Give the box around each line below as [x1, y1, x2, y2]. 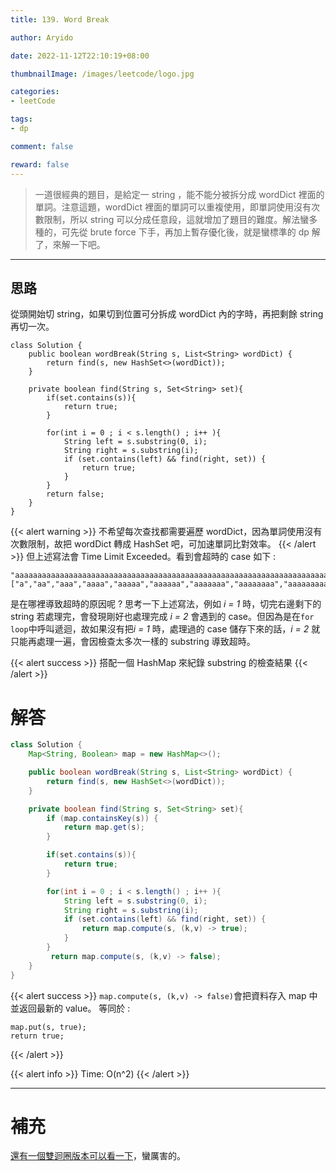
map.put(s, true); [10, 1022, 87, 1032]
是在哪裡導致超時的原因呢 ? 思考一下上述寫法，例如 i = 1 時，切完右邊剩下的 [10, 598, 322, 610]
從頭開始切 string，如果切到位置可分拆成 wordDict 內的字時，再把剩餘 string [10, 308, 324, 320]
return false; [46, 489, 105, 500]
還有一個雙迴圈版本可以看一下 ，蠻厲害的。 [10, 1150, 186, 1162]
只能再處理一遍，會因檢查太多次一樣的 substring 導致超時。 [10, 636, 256, 648]
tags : [10, 114, 33, 125]
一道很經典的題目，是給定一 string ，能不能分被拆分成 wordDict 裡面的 [34, 188, 325, 200]
